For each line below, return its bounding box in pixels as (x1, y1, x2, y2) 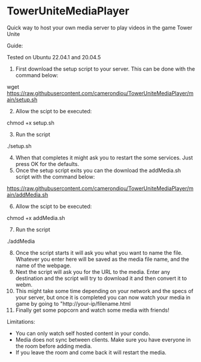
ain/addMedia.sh (7, 191, 48, 198)
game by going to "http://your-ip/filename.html (15, 300, 131, 307)
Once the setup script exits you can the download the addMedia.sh (15, 167, 181, 174)
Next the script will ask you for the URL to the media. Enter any (15, 268, 170, 275)
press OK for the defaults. (15, 160, 80, 167)
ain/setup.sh (7, 96, 38, 103)
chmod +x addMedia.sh (7, 214, 65, 221)
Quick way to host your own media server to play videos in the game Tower (7, 24, 193, 31)
